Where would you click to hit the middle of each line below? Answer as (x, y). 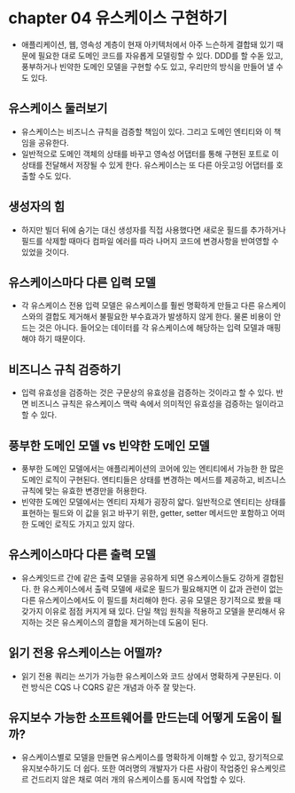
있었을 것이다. (45, 252)
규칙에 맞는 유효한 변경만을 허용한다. (84, 491)
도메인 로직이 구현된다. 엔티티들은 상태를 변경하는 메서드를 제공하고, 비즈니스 (154, 480)
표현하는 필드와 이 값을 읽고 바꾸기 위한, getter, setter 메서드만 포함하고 (145, 513)
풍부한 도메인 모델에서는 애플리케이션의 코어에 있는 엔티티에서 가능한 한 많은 (152, 468)
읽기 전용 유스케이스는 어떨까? (85, 653)
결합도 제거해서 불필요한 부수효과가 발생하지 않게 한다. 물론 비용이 (158, 317)
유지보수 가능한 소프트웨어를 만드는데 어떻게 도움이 (139, 718)
